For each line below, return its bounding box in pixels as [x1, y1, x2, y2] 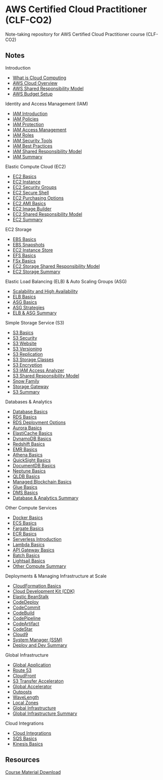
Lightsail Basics [12, 558, 46, 564]
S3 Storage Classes [12, 356, 54, 363]
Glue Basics [12, 484, 38, 490]
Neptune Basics [12, 468, 46, 474]
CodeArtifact [12, 621, 39, 627]
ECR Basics [12, 531, 37, 537]
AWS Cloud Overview [12, 80, 58, 86]
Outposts [12, 689, 32, 695]
